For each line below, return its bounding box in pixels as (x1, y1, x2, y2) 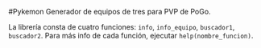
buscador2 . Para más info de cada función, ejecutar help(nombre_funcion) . (8, 31, 254, 40)
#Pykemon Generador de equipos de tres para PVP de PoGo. (8, 7, 211, 16)
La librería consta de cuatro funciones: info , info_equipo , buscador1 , (8, 22, 235, 31)
